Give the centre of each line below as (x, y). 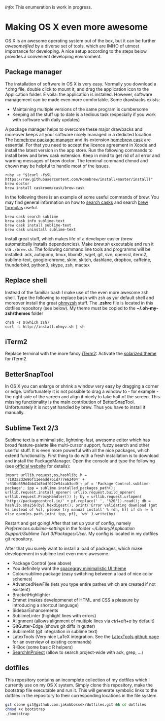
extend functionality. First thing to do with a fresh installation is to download (82, 455)
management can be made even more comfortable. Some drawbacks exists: (82, 99)
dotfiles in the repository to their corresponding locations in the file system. (82, 695)
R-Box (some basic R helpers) (42, 647)
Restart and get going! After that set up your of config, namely (68, 523)
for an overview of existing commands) (52, 642)
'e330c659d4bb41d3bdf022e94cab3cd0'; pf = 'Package (59, 484)
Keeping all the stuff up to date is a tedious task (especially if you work (84, 114)
